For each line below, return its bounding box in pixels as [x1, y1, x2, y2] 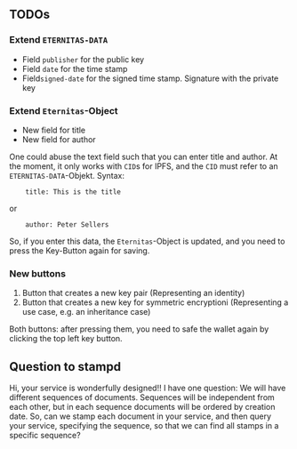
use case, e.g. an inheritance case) [21, 307, 151, 317]
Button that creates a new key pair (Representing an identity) [21, 288, 245, 299]
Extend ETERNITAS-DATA [9, 34, 108, 46]
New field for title [21, 124, 86, 135]
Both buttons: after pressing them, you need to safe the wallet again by [9, 324, 269, 334]
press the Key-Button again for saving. [9, 245, 150, 256]
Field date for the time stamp [21, 63, 128, 74]
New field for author [21, 133, 96, 145]
